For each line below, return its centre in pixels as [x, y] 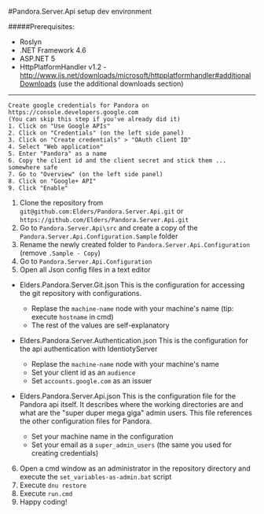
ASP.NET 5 [37, 59]
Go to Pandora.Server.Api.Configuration [86, 261]
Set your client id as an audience [83, 372]
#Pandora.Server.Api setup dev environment [80, 11]
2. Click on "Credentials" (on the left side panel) [96, 133]
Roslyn [30, 42]
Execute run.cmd [46, 494]
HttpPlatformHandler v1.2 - [63, 67]
